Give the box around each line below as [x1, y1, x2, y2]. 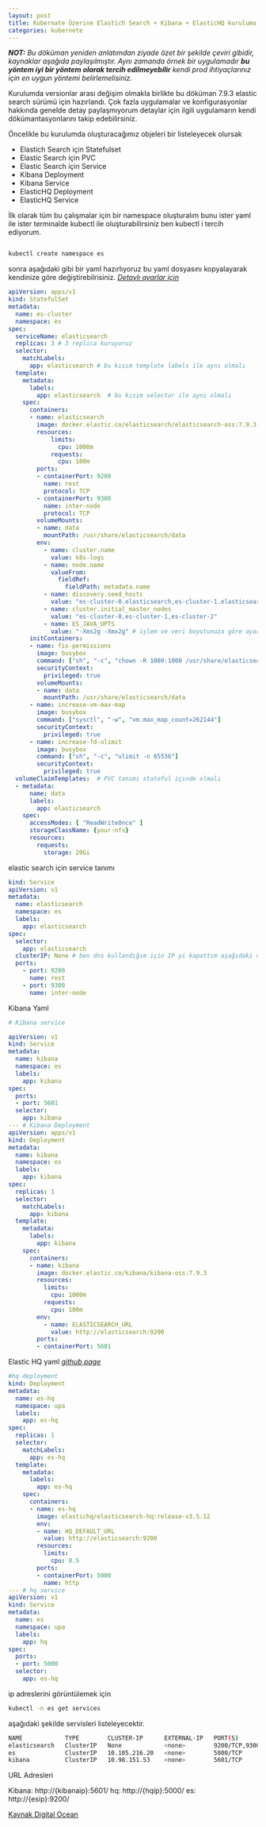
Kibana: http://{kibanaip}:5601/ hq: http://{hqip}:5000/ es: [8, 1786, 196, 1795]
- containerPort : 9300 [36, 494, 112, 502]
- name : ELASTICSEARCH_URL [43, 1320, 133, 1329]
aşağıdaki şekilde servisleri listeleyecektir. [8, 1718, 145, 1728]
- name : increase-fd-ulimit [28, 738, 123, 746]
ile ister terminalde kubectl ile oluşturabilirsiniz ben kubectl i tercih [8, 219, 224, 228]
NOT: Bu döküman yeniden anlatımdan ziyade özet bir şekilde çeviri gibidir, [8, 48, 255, 58]
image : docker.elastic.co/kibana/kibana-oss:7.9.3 [36, 1269, 207, 1277]
